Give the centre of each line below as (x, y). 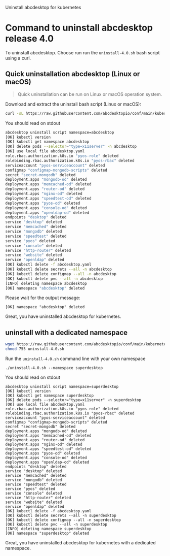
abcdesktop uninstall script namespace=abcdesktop (60, 132)
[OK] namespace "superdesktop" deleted (47, 533)
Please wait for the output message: (43, 298)
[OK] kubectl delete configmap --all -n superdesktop (63, 520)
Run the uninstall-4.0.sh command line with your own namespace (75, 358)
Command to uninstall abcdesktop (79, 28)
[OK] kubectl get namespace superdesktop (50, 396)
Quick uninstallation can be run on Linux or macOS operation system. (90, 94)
